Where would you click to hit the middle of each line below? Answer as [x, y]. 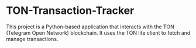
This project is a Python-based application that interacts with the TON [90, 27]
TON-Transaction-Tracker [70, 11]
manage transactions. [32, 39]
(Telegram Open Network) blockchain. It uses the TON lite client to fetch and [98, 32]
